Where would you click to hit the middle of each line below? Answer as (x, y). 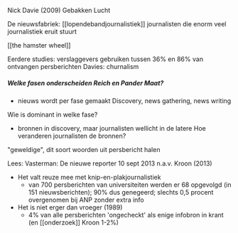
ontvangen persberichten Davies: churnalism (73, 66)
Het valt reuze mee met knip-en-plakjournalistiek (89, 177)
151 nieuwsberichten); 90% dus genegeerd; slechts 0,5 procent (121, 192)
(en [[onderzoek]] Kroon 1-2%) (74, 222)
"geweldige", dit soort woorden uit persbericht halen (84, 149)
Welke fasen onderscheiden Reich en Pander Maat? (86, 83)
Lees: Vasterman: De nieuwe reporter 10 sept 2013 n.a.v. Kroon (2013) (110, 163)
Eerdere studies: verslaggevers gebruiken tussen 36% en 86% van (106, 59)
